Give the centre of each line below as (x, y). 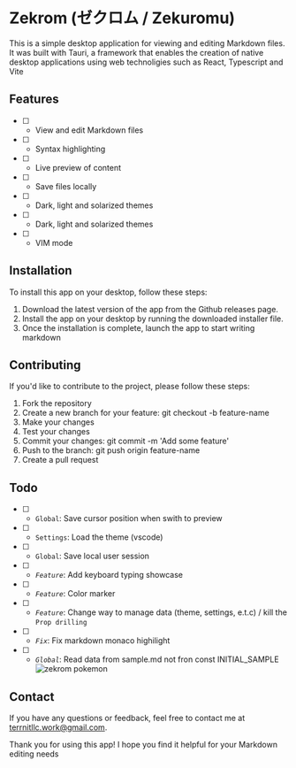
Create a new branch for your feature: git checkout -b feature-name (145, 413)
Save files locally (66, 186)
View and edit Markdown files (89, 130)
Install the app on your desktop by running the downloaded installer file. (153, 319)
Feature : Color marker (75, 594)
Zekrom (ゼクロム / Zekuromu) (122, 18)
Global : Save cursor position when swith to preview (129, 518)
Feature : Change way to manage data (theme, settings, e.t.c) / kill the (161, 612)
